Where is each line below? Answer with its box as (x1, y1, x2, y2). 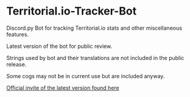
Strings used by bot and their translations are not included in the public (6, 54, 185, 61)
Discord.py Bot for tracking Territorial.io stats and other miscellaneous (6, 24, 183, 32)
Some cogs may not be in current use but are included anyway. (6, 72, 165, 79)
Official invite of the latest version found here (6, 84, 120, 92)
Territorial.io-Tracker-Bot (6, 4, 137, 18)
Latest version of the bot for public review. (6, 42, 113, 50)
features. (6, 30, 29, 38)
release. (6, 61, 27, 68)
